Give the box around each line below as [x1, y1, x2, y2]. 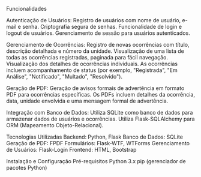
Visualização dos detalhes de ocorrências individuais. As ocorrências [6, 60, 178, 67]
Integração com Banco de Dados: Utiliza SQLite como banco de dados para [6, 109, 193, 116]
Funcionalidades [6, 5, 47, 12]
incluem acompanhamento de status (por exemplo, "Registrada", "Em [6, 67, 178, 74]
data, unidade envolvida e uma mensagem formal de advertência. [6, 97, 169, 104]
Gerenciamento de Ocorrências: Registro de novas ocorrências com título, [6, 41, 190, 48]
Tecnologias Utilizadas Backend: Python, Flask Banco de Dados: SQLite [6, 133, 183, 140]
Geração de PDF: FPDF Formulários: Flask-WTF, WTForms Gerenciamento [6, 140, 190, 146]
